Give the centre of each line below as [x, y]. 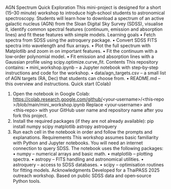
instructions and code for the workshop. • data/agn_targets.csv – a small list [86, 73]
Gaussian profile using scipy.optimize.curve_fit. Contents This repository [82, 62]
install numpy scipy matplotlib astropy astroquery [65, 126]
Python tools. [27, 181]
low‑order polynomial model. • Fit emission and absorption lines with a [80, 56]
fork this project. [30, 116]
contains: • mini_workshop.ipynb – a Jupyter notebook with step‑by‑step [82, 67]
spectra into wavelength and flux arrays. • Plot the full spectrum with [78, 45]
